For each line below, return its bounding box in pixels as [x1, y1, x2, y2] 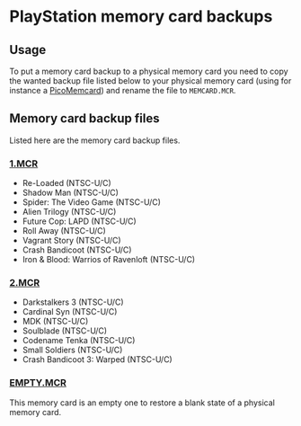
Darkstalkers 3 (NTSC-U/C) [22, 297, 124, 307]
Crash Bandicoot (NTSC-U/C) [22, 244, 132, 255]
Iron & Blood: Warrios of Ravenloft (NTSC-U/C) [22, 254, 196, 265]
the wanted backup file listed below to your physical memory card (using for [9, 75, 292, 86]
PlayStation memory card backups [9, 6, 273, 27]
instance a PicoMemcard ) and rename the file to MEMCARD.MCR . [9, 85, 236, 95]
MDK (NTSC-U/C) [22, 316, 89, 327]
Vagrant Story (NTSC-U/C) [22, 235, 121, 246]
